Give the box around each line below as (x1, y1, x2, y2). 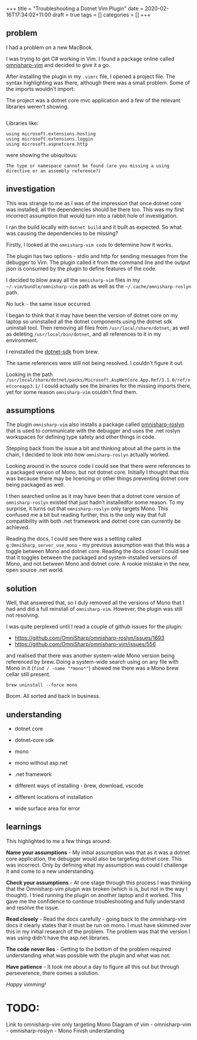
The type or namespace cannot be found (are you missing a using (6, 163, 169, 169)
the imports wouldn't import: (6, 85, 75, 92)
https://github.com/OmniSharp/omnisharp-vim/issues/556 (14, 641, 156, 648)
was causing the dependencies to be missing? (6, 229, 119, 237)
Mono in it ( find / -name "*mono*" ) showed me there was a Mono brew (6, 664, 179, 672)
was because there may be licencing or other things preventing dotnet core (6, 475, 189, 482)
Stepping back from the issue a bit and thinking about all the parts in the (6, 445, 181, 452)
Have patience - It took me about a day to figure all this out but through (6, 963, 179, 970)
